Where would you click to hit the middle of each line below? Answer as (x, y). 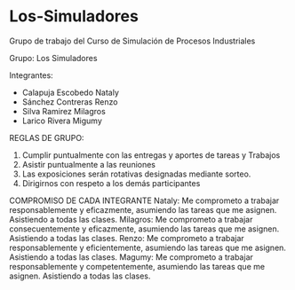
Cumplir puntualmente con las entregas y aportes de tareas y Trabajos (151, 155)
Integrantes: (31, 75)
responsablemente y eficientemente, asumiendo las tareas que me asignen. (148, 247)
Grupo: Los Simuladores (53, 58)
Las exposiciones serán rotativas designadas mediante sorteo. (136, 174)
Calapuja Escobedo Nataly (71, 92)
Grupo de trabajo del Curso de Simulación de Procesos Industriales (132, 41)
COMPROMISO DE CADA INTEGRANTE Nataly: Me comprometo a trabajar (144, 200)
